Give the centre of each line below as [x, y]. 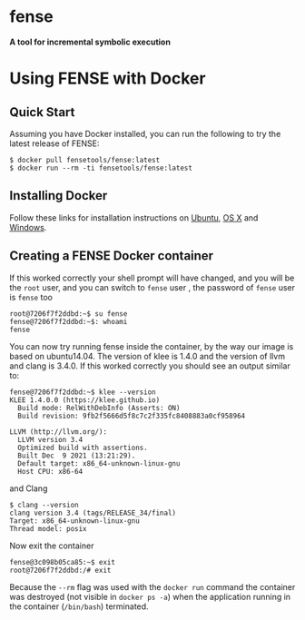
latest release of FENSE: [54, 143]
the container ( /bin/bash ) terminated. [79, 606]
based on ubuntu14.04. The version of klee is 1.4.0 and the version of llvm [148, 356]
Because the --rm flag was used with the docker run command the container [152, 586]
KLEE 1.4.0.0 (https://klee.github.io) [85, 400]
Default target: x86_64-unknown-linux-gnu [99, 463]
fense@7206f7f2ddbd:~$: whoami [69, 321]
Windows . [28, 227]
